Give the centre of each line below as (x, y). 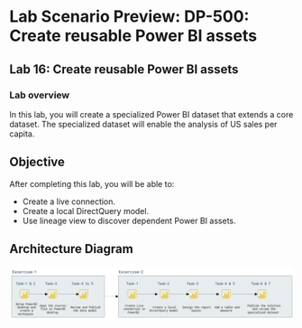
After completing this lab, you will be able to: (92, 183)
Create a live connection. (69, 201)
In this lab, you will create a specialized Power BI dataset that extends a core (151, 114)
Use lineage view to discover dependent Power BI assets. (129, 220)
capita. (22, 134)
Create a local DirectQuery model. (86, 211)
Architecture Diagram (71, 249)
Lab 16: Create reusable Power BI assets (124, 69)
